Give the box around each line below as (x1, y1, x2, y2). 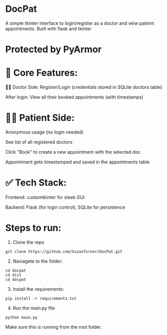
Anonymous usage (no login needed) (5, 129, 83, 135)
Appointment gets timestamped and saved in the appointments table (5, 159, 150, 165)
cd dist (5, 272, 22, 277)
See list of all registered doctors (5, 139, 73, 145)
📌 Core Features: (5, 67, 78, 79)
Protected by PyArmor (5, 44, 102, 55)
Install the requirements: (12, 286, 64, 292)
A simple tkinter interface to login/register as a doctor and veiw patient (5, 20, 155, 26)
